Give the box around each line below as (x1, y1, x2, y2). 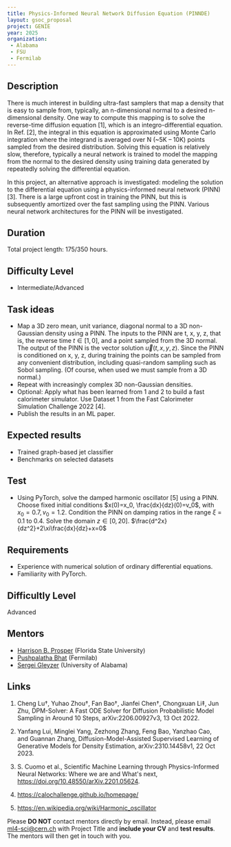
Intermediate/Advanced (16, 284, 85, 292)
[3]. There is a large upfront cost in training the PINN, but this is (7, 192, 187, 200)
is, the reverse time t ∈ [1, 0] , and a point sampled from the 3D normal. (16, 337, 218, 344)
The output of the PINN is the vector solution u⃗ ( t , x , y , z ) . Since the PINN (16, 344, 224, 352)
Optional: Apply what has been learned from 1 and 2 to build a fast (16, 388, 205, 396)
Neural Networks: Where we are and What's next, (16, 769, 158, 778)
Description (7, 81, 58, 92)
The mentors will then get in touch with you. (7, 831, 132, 840)
